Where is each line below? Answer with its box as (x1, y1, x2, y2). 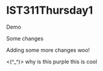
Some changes (6, 35, 44, 42)
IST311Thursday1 (6, 4, 93, 17)
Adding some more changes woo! (6, 46, 90, 54)
